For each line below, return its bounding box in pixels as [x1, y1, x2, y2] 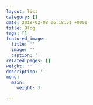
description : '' [6, 69, 46, 74]
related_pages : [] [6, 57, 51, 63]
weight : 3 [16, 85, 41, 91]
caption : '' [11, 52, 41, 58]
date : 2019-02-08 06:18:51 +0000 [6, 19, 88, 25]
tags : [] [6, 31, 27, 36]
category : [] [6, 14, 38, 20]
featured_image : [6, 36, 46, 42]
